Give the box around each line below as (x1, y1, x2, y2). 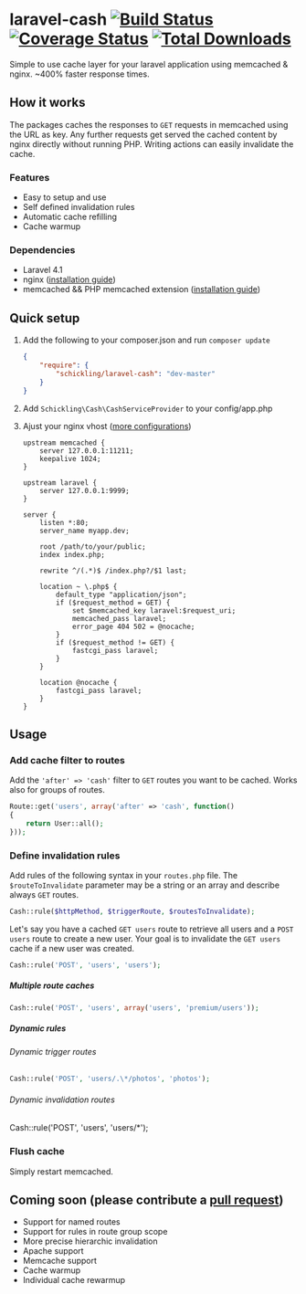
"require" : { (39, 361, 90, 370)
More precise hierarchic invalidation (22, 1236, 158, 1247)
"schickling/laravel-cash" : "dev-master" (56, 369, 216, 378)
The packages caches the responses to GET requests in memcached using (9, 119, 289, 130)
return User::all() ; (26, 818, 104, 828)
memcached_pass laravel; (71, 614, 167, 623)
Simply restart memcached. (9, 1165, 114, 1177)
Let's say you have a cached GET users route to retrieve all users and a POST (9, 923, 294, 934)
